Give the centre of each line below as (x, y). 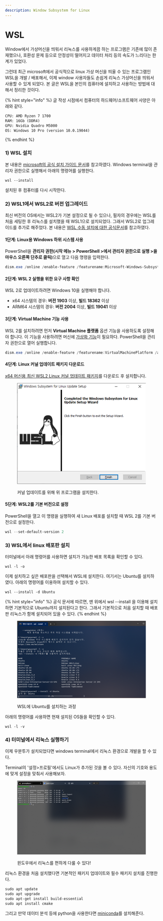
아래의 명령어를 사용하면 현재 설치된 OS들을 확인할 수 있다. (60, 717)
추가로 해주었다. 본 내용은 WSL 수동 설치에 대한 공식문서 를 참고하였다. (84, 227)
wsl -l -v (15, 727)
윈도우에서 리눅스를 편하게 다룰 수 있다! (54, 863)
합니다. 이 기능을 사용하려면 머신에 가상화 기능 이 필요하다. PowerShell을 (78, 337)
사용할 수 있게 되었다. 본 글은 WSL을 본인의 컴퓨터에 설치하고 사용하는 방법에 (78, 84)
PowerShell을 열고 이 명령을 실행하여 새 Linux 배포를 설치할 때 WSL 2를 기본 (78, 516)
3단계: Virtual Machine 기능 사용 (37, 319)
